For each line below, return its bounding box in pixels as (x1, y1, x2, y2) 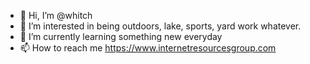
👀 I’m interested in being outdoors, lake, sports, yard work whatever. (19, 20, 302, 32)
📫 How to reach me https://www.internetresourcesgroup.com (19, 42, 277, 54)
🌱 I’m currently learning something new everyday (19, 31, 223, 42)
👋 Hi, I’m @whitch (19, 10, 93, 21)
